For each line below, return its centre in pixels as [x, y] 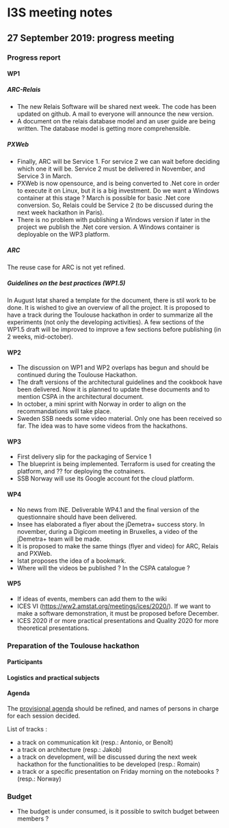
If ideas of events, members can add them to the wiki [92, 598]
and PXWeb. [35, 553]
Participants [25, 662]
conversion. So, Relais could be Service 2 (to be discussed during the [115, 205]
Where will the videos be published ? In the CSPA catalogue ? [103, 568]
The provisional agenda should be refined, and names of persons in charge [113, 709]
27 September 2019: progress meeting [91, 38]
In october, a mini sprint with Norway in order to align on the [102, 404]
